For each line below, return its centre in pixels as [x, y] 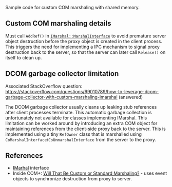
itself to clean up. [24, 57]
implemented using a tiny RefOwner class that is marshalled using [74, 134]
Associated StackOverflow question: [44, 86]
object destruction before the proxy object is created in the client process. [84, 41]
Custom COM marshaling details [58, 23]
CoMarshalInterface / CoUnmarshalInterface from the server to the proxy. [81, 139]
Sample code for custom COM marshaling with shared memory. [73, 7]
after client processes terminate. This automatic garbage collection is [79, 112]
